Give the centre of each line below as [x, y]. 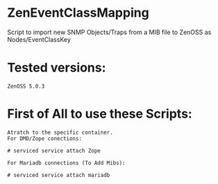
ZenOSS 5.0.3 [26, 86]
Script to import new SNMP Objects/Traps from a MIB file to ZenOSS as [109, 32]
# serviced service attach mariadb [59, 175]
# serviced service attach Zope [54, 151]
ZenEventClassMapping [78, 13]
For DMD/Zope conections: [44, 138]
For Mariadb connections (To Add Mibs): [67, 163]
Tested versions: [57, 68]
